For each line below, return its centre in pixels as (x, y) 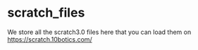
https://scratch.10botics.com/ (50, 39)
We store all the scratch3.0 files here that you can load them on (99, 32)
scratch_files (46, 13)
